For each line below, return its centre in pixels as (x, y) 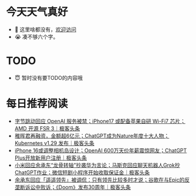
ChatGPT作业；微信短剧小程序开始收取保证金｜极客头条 (82, 172)
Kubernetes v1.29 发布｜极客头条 (55, 143)
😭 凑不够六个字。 (36, 36)
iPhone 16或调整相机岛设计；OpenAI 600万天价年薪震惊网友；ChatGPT (101, 150)
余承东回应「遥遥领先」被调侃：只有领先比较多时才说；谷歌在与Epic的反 (102, 180)
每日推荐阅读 (37, 104)
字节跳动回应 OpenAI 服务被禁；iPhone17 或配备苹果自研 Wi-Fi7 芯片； (100, 121)
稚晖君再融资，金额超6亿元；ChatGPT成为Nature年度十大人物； (92, 136)
